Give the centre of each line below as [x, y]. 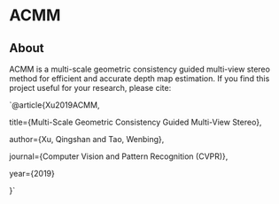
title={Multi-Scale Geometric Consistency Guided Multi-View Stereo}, [136, 122]
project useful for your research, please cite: [90, 88]
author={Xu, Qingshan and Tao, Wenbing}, [87, 139]
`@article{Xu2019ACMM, [54, 105]
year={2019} [32, 174]
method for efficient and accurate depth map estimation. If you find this [139, 79]
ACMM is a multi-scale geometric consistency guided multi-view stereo [139, 69]
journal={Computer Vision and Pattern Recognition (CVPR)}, [119, 156]
